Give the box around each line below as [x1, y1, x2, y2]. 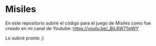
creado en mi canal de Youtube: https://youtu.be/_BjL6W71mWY [5, 25, 139, 31]
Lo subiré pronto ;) [5, 35, 44, 41]
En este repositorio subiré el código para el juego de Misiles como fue [5, 20, 151, 26]
